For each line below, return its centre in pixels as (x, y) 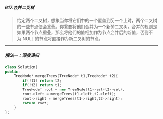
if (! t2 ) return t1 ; (42, 85)
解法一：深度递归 (22, 55)
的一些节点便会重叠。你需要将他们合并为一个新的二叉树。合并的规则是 (87, 26)
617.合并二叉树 (20, 7)
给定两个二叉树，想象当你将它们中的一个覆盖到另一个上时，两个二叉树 (87, 20)
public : (13, 72)
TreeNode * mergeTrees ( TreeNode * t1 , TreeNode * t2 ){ (66, 76)
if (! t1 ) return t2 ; (42, 81)
